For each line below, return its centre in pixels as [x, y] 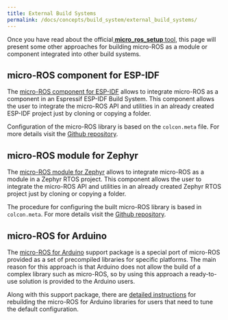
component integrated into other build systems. [74, 54]
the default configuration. [43, 309]
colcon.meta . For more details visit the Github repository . [87, 214]
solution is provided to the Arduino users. [77, 281]
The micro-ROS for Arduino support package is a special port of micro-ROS [114, 252]
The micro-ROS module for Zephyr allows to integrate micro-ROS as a [105, 172]
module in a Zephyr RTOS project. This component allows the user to [104, 179]
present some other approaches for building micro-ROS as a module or [107, 46]
